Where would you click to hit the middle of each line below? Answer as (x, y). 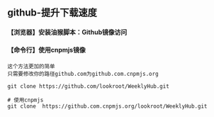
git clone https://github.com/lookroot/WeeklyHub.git (89, 87)
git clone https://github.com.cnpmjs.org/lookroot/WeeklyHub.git (107, 106)
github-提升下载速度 (52, 13)
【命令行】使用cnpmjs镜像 (47, 50)
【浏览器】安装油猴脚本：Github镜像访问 (67, 32)
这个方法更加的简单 (31, 67)
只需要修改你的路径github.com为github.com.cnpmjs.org (83, 74)
